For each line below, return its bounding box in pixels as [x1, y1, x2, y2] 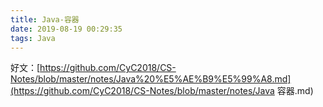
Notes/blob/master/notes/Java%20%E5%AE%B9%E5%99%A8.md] [10, 73, 292, 85]
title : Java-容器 [10, 14, 80, 25]
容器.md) [276, 85, 314, 97]
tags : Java [10, 33, 56, 43]
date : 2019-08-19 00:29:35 [10, 24, 123, 34]
